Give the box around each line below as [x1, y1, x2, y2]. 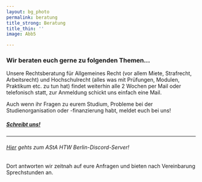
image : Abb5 [6, 31, 36, 37]
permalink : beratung [6, 14, 58, 20]
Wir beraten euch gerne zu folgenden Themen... [6, 56, 150, 65]
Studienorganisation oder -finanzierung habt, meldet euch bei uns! [6, 107, 171, 114]
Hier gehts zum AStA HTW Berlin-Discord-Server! [6, 144, 130, 151]
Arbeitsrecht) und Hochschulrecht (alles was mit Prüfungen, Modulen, [6, 76, 180, 83]
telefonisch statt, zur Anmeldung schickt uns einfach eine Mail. [6, 89, 162, 96]
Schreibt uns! [6, 121, 41, 128]
